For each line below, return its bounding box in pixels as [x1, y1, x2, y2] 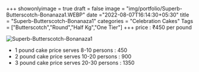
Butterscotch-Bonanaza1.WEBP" [6, 11, 86, 18]
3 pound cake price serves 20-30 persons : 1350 [14, 59, 135, 66]
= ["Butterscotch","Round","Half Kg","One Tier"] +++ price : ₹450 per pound [6, 24, 192, 31]
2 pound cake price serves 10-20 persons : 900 [14, 53, 132, 60]
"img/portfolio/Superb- [126, 5, 182, 12]
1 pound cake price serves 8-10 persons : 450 [14, 47, 128, 54]
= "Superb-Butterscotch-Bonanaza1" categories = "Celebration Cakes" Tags [6, 18, 194, 24]
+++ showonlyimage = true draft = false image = [6, 5, 125, 12]
